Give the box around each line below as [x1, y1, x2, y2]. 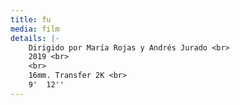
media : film [10, 24, 60, 34]
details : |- [10, 33, 60, 43]
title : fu [10, 14, 52, 25]
